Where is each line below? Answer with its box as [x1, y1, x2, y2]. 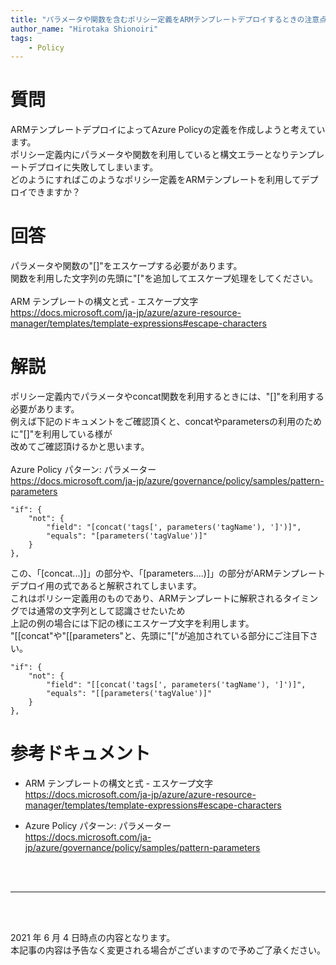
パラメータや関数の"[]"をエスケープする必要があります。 [10, 260, 243, 272]
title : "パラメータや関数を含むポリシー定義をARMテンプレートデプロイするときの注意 [10, 14, 320, 25]
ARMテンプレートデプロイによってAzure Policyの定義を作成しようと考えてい [10, 124, 326, 136]
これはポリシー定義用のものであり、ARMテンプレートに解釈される [10, 592, 284, 605]
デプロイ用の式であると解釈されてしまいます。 [10, 580, 203, 592]
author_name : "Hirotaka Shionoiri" [10, 24, 159, 34]
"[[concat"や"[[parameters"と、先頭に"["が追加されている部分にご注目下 [10, 630, 310, 642]
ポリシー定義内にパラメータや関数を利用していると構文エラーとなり [10, 149, 290, 161]
